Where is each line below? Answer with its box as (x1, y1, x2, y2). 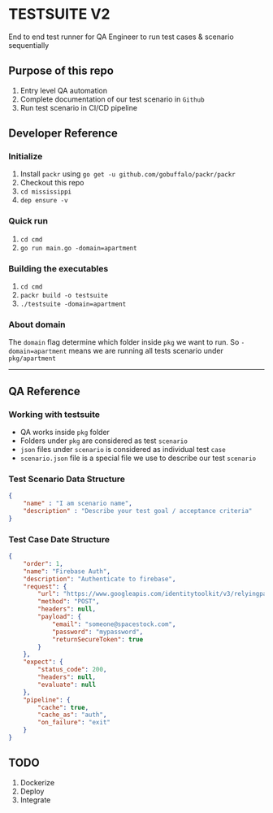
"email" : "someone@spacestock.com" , (51, 620, 176, 628)
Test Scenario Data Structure (8, 473, 126, 485)
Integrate (19, 794, 51, 805)
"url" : (37, 590, 60, 598)
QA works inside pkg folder (19, 428, 110, 437)
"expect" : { (23, 658, 63, 667)
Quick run (8, 215, 49, 227)
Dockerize (19, 777, 55, 787)
